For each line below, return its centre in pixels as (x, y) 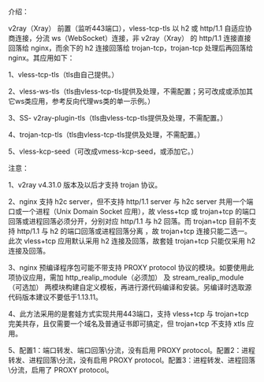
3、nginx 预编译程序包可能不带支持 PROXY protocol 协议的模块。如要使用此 (131, 267)
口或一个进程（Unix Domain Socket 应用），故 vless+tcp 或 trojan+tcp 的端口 (132, 211)
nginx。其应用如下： (41, 58)
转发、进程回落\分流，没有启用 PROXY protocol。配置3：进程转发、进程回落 (132, 360)
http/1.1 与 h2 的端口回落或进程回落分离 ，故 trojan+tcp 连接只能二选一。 (134, 231)
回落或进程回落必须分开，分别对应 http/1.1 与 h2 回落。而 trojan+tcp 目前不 (129, 221)
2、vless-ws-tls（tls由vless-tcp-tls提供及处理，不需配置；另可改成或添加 (127, 91)
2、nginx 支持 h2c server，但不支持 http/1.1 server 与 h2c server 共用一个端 (131, 202)
